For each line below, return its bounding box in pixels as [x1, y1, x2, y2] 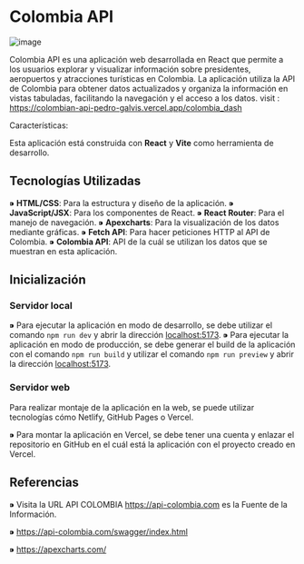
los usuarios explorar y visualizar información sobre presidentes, [9, 64, 251, 74]
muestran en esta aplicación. [9, 245, 118, 256]
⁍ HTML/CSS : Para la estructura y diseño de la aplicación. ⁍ [9, 197, 234, 208]
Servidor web [9, 381, 71, 394]
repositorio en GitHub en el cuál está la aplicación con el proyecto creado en [9, 439, 296, 450]
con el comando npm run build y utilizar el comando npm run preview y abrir [9, 349, 295, 360]
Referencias [9, 475, 80, 490]
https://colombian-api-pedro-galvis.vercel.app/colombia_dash [9, 102, 242, 113]
